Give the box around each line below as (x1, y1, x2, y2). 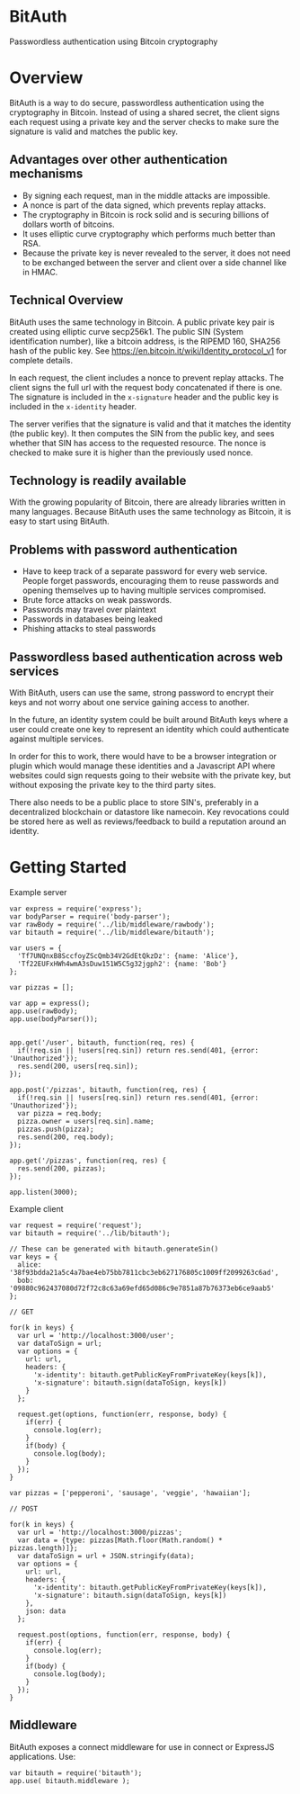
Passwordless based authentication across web (9, 650, 283, 665)
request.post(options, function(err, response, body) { (17, 1630, 231, 1639)
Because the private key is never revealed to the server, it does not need (22, 247, 291, 258)
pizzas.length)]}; (9, 1543, 78, 1553)
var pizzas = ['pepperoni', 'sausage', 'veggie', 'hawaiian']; (9, 1488, 251, 1497)
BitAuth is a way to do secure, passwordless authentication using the (9, 97, 265, 108)
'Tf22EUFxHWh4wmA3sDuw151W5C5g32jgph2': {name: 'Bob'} (17, 959, 227, 968)
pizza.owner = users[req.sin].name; (17, 1117, 154, 1126)
